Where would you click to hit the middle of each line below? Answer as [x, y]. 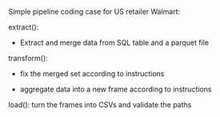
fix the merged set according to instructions [92, 74]
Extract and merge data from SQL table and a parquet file [114, 42]
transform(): [28, 58]
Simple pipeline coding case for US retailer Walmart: [94, 12]
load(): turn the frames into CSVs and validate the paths [100, 105]
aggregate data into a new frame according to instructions [116, 89]
